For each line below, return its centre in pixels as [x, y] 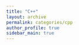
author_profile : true [33, 28]
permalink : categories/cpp [39, 22]
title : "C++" [22, 11]
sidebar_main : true [30, 33]
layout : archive [26, 17]
